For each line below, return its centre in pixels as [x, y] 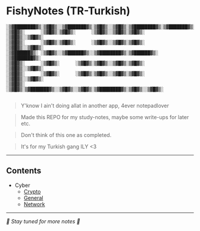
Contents [24, 171]
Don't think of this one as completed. [66, 135]
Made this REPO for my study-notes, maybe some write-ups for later [105, 117]
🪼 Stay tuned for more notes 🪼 [43, 221]
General [33, 198]
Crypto [32, 191]
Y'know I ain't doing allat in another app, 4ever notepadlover [95, 105]
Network [34, 204]
